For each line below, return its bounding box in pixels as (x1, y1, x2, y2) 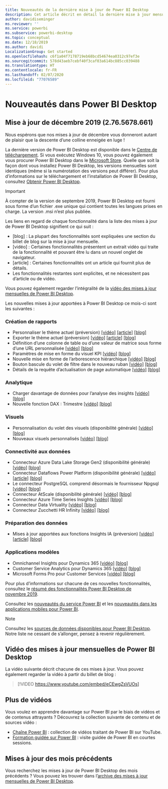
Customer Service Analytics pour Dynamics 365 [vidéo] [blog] (12, 565, 141, 571)
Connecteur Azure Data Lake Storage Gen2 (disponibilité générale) (12, 459, 150, 465)
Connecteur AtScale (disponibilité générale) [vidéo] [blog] (12, 491, 132, 497)
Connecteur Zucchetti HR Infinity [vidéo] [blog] (12, 507, 110, 513)
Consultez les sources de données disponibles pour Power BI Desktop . (5, 625, 151, 631)
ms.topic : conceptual (5, 35, 50, 40)
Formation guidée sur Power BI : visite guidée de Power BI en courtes (12, 735, 155, 741)
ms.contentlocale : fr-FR (5, 68, 57, 73)
